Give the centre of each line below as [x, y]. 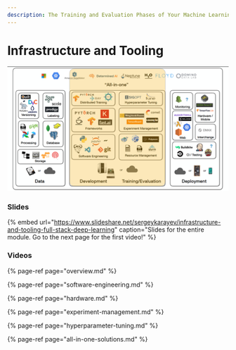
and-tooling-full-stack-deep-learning [61, 230]
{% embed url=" [31, 223]
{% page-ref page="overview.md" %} [62, 270]
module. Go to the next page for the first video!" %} [82, 237]
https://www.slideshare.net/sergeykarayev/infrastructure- [137, 223]
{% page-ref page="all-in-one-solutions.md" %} [78, 339]
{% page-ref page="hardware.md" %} [63, 298]
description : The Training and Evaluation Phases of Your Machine [106, 15]
